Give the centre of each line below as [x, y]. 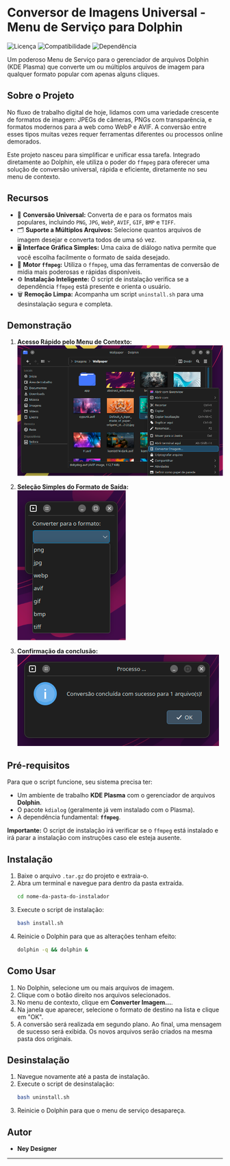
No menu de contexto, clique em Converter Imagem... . [95, 1002]
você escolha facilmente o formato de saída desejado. [93, 257]
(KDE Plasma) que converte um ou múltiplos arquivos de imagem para [106, 67]
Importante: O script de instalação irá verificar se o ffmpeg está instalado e [113, 830]
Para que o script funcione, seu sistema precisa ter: [80, 782]
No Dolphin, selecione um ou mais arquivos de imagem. [95, 988]
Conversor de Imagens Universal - [106, 13]
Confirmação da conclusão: [57, 651]
